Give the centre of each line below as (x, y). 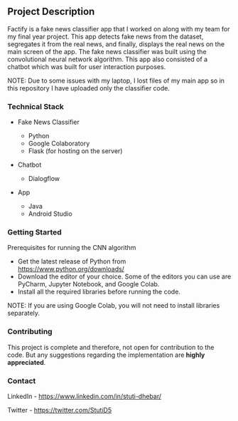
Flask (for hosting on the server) (75, 151)
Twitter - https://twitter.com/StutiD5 (60, 410)
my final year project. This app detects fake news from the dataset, (106, 36)
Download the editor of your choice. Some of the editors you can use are (124, 276)
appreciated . (27, 362)
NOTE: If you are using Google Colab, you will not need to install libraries (114, 306)
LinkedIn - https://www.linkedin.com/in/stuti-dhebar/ (85, 396)
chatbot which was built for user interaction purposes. (87, 66)
